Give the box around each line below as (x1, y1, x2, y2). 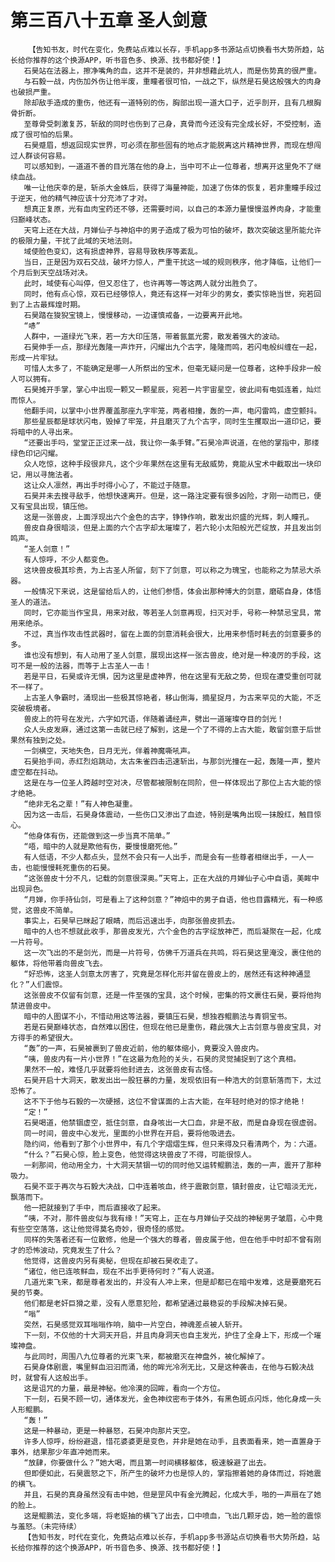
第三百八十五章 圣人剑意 (10, 9, 208, 32)
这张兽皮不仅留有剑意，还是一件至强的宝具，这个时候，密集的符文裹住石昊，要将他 (23, 990, 315, 1000)
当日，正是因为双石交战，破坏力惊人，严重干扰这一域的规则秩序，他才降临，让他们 (23, 257, 315, 267)
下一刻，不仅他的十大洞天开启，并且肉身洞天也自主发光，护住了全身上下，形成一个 (23, 1330, 315, 1340)
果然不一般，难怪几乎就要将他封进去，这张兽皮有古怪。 (23, 1064, 218, 1075)
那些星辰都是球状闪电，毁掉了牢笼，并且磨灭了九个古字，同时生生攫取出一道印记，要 (23, 416, 322, 426)
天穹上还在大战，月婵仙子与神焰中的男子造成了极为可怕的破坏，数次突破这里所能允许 (23, 225, 322, 235)
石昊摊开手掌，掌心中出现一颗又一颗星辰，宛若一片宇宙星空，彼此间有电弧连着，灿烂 (23, 384, 322, 395)
